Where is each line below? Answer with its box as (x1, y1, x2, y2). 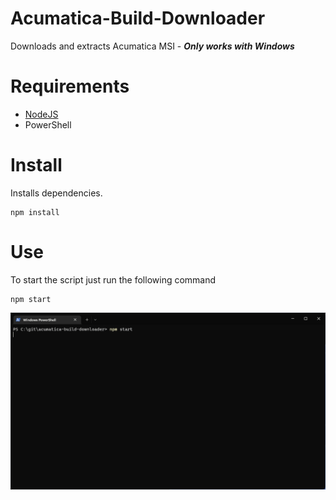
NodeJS (24, 108, 59, 120)
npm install (10, 207, 60, 217)
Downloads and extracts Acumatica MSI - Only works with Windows (10, 40, 295, 52)
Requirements (10, 75, 130, 98)
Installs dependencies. (10, 187, 103, 199)
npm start (10, 294, 52, 304)
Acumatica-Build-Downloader (10, 7, 266, 30)
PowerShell (24, 118, 72, 131)
